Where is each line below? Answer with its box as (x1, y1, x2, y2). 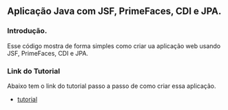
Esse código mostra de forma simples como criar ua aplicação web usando (7, 41, 221, 50)
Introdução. (7, 26, 48, 36)
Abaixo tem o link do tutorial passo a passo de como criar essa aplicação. (7, 82, 216, 90)
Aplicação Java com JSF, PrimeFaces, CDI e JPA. (7, 5, 222, 17)
